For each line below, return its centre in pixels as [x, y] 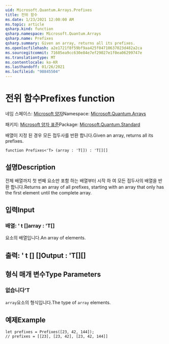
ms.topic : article [25, 24]
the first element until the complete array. [49, 192]
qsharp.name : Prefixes [29, 39]
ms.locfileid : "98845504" [33, 72]
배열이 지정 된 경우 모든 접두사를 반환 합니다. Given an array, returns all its [79, 135]
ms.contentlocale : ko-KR [32, 62]
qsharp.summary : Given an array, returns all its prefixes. [71, 43]
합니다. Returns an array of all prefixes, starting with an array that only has [87, 187]
